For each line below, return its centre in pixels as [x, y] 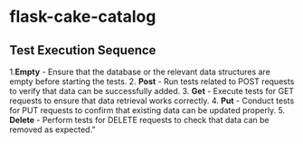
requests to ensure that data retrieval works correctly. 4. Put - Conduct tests [152, 101]
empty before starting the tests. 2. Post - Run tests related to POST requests [152, 82]
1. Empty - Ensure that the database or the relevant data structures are [140, 72]
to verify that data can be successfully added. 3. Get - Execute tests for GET [152, 91]
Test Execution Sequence [83, 50]
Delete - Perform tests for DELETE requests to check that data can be [139, 120]
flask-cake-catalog [83, 17]
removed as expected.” [52, 130]
